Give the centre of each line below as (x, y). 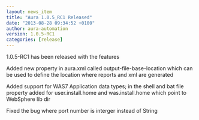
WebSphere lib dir (28, 99)
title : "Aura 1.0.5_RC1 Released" (49, 17)
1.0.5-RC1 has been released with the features (63, 57)
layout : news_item (29, 12)
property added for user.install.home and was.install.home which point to (97, 93)
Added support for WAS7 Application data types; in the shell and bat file (95, 86)
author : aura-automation (37, 28)
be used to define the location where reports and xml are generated (90, 75)
